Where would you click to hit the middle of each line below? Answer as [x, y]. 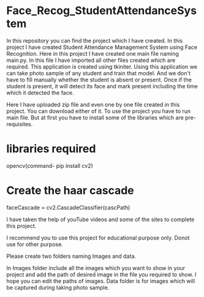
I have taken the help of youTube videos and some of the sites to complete [100, 219]
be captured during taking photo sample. [58, 287]
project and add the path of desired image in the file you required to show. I [101, 274]
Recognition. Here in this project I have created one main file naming [93, 53]
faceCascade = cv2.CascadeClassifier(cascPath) [68, 207]
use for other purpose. [35, 244]
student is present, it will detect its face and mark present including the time [102, 86]
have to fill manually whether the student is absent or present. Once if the [99, 80]
